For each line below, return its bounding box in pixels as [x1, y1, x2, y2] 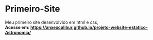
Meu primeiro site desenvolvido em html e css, [5, 19, 99, 25]
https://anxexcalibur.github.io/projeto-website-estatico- [30, 24, 148, 30]
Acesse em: [5, 24, 30, 30]
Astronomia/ [5, 29, 31, 35]
